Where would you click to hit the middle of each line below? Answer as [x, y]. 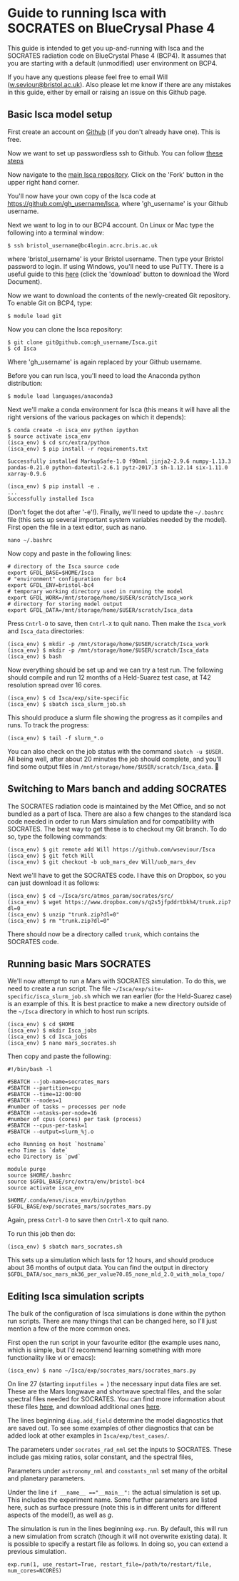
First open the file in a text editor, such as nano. [77, 527]
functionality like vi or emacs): [52, 1358]
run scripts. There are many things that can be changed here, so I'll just [112, 1321]
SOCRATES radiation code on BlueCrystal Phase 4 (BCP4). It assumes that [117, 56]
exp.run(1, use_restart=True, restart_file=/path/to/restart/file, [110, 1565]
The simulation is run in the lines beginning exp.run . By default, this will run [118, 1529]
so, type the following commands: [57, 836]
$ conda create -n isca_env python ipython [73, 430]
